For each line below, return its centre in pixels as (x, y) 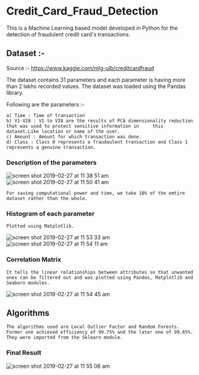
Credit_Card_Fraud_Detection (82, 11)
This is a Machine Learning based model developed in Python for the (92, 28)
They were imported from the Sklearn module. (64, 337)
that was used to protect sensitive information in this (85, 126)
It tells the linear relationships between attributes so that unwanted (100, 272)
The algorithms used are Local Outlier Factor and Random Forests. (93, 327)
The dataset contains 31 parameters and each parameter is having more (96, 79)
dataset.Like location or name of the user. (63, 131)
